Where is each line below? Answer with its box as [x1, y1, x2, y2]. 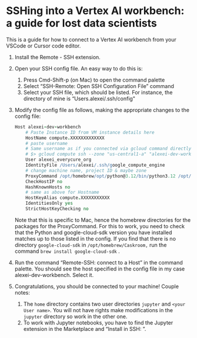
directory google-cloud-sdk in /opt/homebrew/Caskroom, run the [14, 241, 167, 248]
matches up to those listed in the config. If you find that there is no [14, 235, 176, 242]
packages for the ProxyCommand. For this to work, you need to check [14, 222, 185, 229]
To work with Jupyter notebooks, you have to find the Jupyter [23, 319, 173, 326]
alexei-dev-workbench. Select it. [14, 271, 94, 278]
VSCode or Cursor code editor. [6, 42, 81, 49]
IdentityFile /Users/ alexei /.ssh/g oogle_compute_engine [25, 163, 165, 168]
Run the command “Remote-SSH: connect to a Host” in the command [14, 259, 183, 266]
